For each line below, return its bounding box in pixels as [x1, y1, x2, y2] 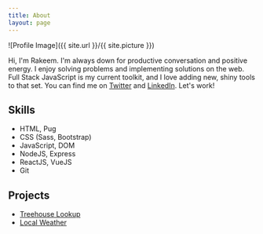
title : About [8, 11, 51, 20]
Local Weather [19, 218, 67, 228]
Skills [8, 103, 35, 116]
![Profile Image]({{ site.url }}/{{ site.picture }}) [8, 40, 155, 49]
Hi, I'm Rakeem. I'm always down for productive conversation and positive [8, 56, 248, 65]
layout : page [8, 19, 51, 27]
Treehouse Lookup [19, 210, 81, 219]
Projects [8, 188, 50, 202]
